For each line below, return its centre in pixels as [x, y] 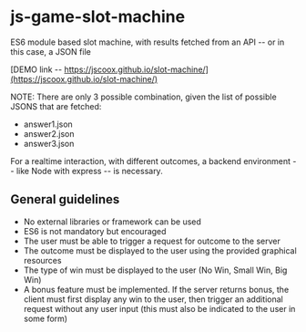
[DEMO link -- [36, 69]
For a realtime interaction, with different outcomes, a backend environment [150, 161]
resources [42, 260]
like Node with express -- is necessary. [89, 171]
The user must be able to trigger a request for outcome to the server [152, 241]
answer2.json [49, 133]
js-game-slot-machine [98, 17]
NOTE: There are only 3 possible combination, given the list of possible [143, 97]
